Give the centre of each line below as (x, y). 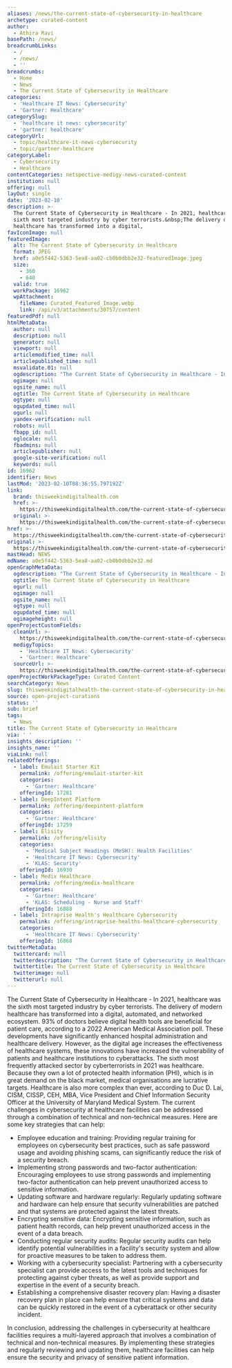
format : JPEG (32, 252)
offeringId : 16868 (46, 941)
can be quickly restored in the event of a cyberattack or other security (117, 1307)
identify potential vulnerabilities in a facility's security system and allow (118, 1248)
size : (21, 265)
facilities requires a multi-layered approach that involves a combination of (112, 1335)
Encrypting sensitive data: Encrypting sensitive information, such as (114, 1218)
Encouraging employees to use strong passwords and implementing (114, 1174)
